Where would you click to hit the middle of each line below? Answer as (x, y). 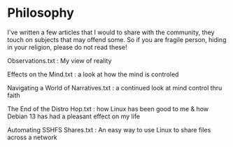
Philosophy (41, 13)
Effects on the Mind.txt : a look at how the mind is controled (93, 74)
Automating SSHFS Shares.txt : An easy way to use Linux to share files (109, 129)
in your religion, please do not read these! (67, 47)
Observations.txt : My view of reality (59, 60)
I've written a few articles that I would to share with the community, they (111, 32)
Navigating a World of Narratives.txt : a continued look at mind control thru (115, 87)
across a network (32, 137)
